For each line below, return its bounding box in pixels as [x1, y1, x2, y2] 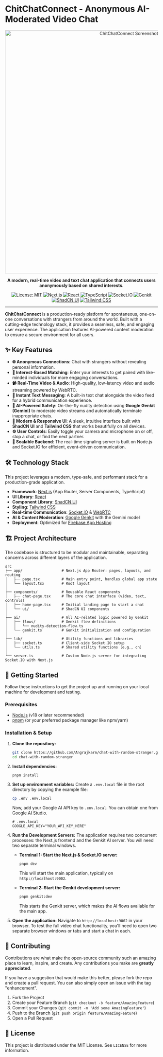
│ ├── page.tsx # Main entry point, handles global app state [5, 577, 158, 582]
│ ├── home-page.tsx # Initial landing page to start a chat [5, 602, 145, 608]
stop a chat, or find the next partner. [12, 433, 84, 439]
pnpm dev [19, 861, 37, 866]
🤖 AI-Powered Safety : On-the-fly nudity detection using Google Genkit [12, 402, 155, 408]
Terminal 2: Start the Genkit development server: [19, 885, 120, 891]
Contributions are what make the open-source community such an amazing [5, 955, 156, 961]
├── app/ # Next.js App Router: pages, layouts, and [5, 568, 151, 573]
